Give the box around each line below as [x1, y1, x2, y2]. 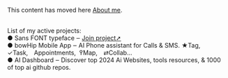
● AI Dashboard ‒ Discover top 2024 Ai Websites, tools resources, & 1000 [7, 56, 221, 64]
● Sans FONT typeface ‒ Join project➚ [7, 34, 121, 42]
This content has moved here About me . [7, 6, 123, 14]
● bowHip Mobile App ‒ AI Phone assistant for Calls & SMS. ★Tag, [7, 41, 201, 49]
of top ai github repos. [7, 64, 71, 71]
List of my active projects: [7, 27, 82, 35]
